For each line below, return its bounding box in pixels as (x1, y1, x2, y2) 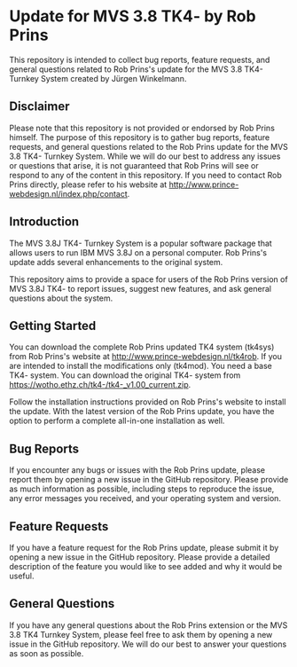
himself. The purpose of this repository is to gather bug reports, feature (9, 131, 270, 143)
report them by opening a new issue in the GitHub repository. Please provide (9, 475, 289, 485)
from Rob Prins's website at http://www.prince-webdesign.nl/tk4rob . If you (9, 351, 282, 362)
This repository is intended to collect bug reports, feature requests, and (9, 54, 270, 65)
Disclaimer (9, 99, 70, 114)
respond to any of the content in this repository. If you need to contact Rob (9, 169, 282, 180)
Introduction (9, 215, 80, 230)
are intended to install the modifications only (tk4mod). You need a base (9, 361, 273, 372)
